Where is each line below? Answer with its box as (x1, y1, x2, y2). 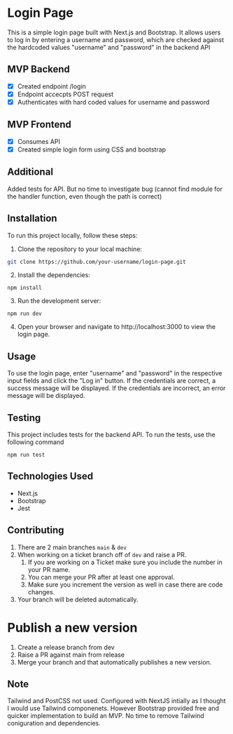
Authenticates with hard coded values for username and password (17, 98, 210, 106)
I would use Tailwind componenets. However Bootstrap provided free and (7, 704, 219, 713)
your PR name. (27, 565, 71, 573)
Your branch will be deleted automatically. (17, 595, 139, 603)
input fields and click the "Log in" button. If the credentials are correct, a (7, 377, 216, 385)
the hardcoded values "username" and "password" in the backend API (7, 43, 211, 51)
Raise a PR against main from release (17, 650, 125, 659)
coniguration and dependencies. (7, 719, 101, 728)
